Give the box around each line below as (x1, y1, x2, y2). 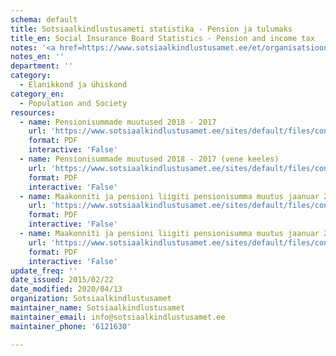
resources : (10, 107, 56, 118)
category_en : (10, 89, 65, 99)
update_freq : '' (10, 266, 78, 276)
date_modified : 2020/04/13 (10, 284, 123, 295)
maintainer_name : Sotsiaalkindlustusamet (10, 303, 186, 313)
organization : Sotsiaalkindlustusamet (10, 294, 172, 304)
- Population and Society (19, 98, 128, 108)
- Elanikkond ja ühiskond (19, 80, 128, 90)
